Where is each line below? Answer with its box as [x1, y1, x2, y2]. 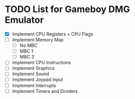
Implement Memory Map [12, 37, 64, 42]
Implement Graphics [12, 65, 55, 71]
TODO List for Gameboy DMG [5, 4, 130, 15]
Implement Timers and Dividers [12, 88, 78, 94]
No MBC [19, 42, 38, 48]
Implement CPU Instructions [12, 60, 72, 66]
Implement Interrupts [12, 82, 56, 88]
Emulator [5, 14, 44, 26]
